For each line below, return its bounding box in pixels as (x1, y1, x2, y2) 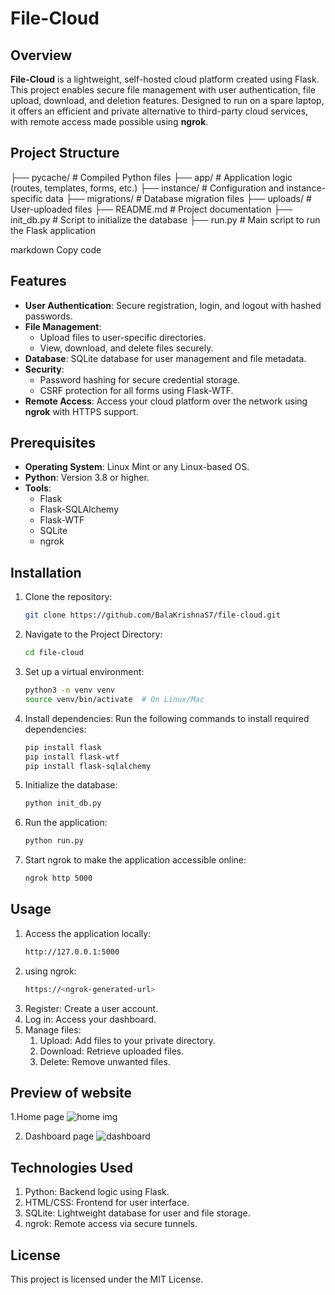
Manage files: (24, 1023, 82, 1036)
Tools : (24, 482, 52, 494)
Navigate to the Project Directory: (24, 628, 163, 641)
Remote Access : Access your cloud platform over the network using (24, 395, 308, 407)
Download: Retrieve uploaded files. (39, 1045, 185, 1057)
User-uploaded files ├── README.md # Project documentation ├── (10, 203, 293, 215)
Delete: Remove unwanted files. (39, 1055, 171, 1067)
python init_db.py (24, 798, 102, 809)
